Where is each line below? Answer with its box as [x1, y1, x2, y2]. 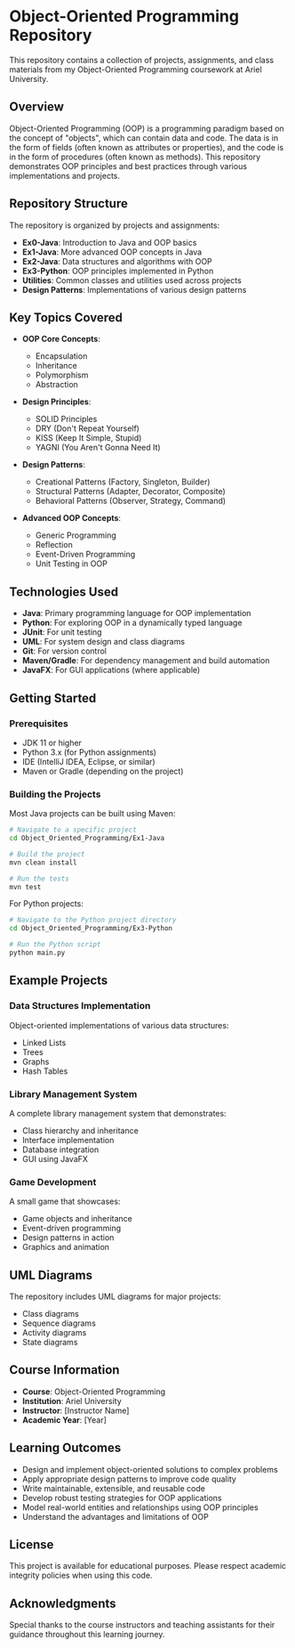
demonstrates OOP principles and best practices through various [9, 160, 247, 171]
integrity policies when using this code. [9, 1570, 153, 1581]
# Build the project [9, 849, 86, 858]
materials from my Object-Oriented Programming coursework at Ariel [9, 64, 262, 75]
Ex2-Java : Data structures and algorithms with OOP [21, 256, 213, 266]
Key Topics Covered [9, 310, 123, 325]
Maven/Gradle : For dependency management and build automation [21, 655, 270, 666]
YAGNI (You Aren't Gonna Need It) [35, 442, 162, 453]
